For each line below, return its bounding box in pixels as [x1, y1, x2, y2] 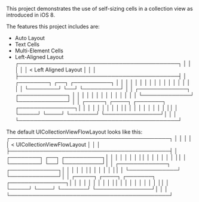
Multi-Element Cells [14, 47, 64, 54]
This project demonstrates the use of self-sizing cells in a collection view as [6, 5, 193, 12]
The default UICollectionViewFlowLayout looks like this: [6, 128, 143, 135]
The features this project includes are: [6, 23, 100, 30]
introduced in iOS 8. [6, 11, 56, 18]
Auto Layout [14, 35, 45, 41]
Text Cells [14, 41, 40, 48]
